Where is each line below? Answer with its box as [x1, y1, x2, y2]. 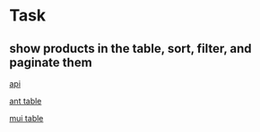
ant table [9, 95, 42, 106]
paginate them [9, 54, 92, 70]
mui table [9, 113, 44, 123]
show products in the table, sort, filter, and [9, 41, 253, 56]
